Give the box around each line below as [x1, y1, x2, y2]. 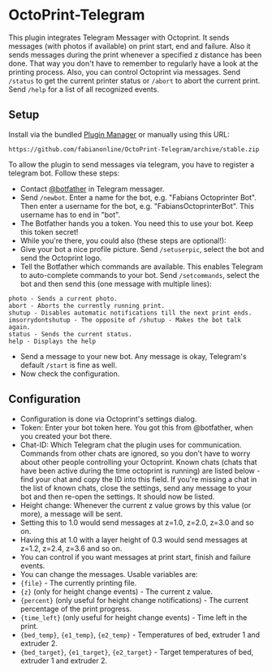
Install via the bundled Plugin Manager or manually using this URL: [8, 129, 230, 139]
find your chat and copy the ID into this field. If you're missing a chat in [19, 474, 257, 484]
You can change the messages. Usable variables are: [19, 569, 198, 579]
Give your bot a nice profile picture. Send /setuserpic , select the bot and [19, 244, 265, 254]
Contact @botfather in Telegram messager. [19, 184, 165, 193]
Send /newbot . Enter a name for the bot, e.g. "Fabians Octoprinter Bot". [19, 193, 257, 202]
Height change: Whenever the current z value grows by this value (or [19, 500, 252, 509]
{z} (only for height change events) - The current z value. [19, 587, 214, 596]
